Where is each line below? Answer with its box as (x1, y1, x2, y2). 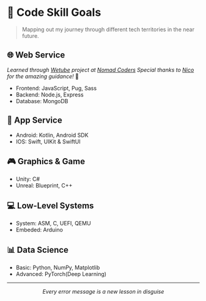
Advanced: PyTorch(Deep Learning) (15, 270, 106, 277)
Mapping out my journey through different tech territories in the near (21, 26, 195, 33)
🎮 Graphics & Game (7, 156, 85, 167)
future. (21, 32, 39, 39)
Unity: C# (15, 175, 40, 183)
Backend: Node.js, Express (15, 91, 84, 98)
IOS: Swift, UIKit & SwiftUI (15, 137, 81, 145)
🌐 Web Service (7, 50, 65, 60)
